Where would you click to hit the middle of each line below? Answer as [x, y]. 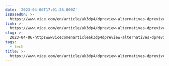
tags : [11, 42]
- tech [17, 47]
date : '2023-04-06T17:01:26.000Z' [41, 10]
